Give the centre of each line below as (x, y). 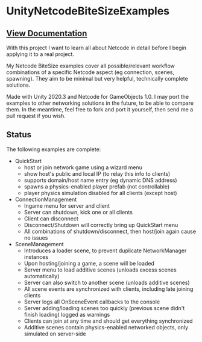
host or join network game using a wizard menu (83, 167)
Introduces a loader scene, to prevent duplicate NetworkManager (105, 250)
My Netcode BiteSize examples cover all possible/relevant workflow (90, 66)
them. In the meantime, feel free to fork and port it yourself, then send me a (100, 109)
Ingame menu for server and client (67, 205)
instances (36, 256)
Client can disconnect (51, 219)
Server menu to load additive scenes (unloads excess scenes (100, 270)
